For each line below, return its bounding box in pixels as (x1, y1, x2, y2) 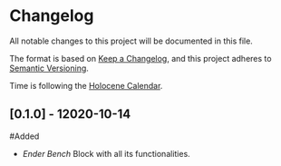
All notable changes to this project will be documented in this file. (9, 35, 254, 46)
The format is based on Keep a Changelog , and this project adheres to (9, 53, 272, 63)
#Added (9, 131, 40, 142)
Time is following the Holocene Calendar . (9, 80, 163, 91)
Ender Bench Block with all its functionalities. (22, 148, 190, 159)
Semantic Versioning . (9, 63, 89, 73)
